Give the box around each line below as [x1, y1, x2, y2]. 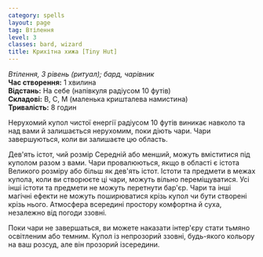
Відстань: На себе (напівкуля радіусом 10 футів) [8, 86, 171, 95]
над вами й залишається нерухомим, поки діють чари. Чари [8, 126, 211, 136]
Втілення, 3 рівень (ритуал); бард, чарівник [8, 70, 155, 78]
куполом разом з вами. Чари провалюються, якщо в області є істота [8, 158, 239, 167]
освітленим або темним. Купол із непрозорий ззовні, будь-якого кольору [8, 232, 255, 241]
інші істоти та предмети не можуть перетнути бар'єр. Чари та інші [8, 183, 232, 192]
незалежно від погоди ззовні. [8, 208, 108, 217]
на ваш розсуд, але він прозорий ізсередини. [8, 240, 160, 249]
